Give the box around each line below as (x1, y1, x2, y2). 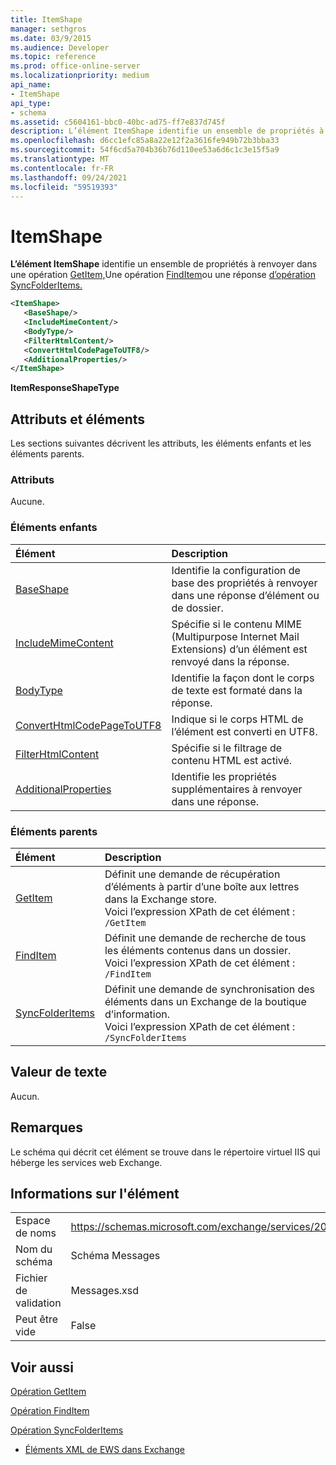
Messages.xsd (70, 1284, 140, 1298)
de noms (15, 1226, 57, 1240)
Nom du (15, 1242, 53, 1256)
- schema (10, 107, 47, 118)
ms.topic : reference (10, 52, 97, 62)
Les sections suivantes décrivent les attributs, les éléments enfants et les (10, 437, 312, 450)
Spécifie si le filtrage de (171, 741, 283, 755)
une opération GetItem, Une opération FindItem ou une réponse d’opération (10, 269, 316, 281)
